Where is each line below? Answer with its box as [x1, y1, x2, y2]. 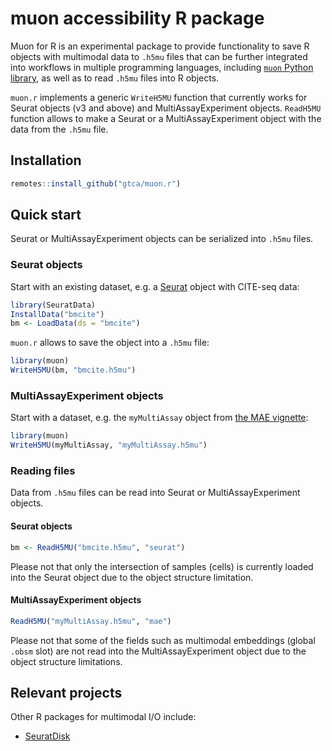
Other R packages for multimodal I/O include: [10, 711, 197, 723]
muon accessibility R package [10, 7, 265, 30]
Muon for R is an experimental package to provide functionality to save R [10, 40, 310, 52]
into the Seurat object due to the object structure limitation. [10, 571, 254, 583]
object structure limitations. [10, 655, 123, 667]
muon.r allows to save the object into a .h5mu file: [10, 337, 210, 349]
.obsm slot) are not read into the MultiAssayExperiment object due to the [10, 645, 307, 657]
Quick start [10, 207, 82, 224]
